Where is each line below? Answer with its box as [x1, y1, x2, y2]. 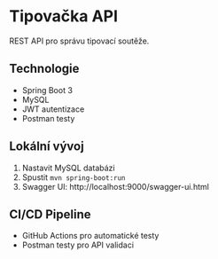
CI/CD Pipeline [9, 207, 91, 222]
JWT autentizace [21, 104, 85, 114]
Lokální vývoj [9, 139, 84, 154]
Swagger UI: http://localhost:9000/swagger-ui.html [21, 181, 210, 192]
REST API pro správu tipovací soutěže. [9, 35, 150, 46]
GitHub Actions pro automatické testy [21, 231, 160, 241]
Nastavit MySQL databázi [21, 162, 115, 173]
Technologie [9, 61, 80, 76]
